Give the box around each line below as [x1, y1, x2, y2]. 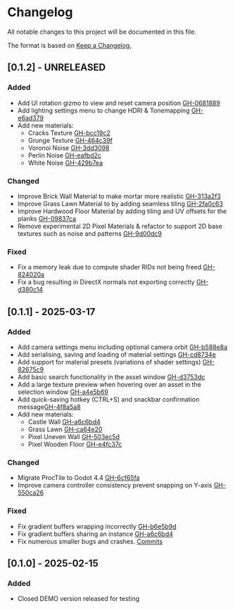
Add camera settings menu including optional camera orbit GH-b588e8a [17, 343, 228, 351]
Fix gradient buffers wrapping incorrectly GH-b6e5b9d [17, 522, 177, 530]
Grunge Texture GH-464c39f [27, 136, 113, 144]
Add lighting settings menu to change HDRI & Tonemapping [17, 106, 190, 115]
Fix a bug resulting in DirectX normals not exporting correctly [17, 278, 195, 286]
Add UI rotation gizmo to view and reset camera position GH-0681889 [17, 99, 220, 107]
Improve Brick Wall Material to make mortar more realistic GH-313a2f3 [17, 191, 222, 201]
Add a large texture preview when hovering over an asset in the [17, 380, 202, 388]
